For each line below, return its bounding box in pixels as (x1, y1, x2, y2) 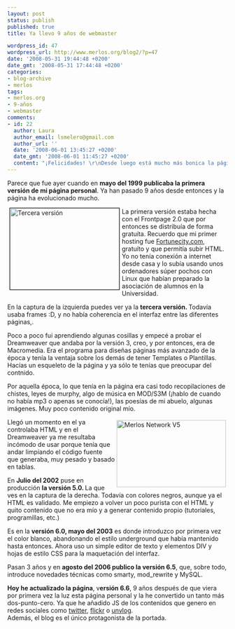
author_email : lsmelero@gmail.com (13, 134, 114, 141)
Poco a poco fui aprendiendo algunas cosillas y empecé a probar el (7, 331, 201, 340)
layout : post (7, 10, 45, 18)
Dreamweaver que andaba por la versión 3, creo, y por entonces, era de (7, 338, 215, 347)
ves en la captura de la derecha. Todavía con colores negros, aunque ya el (7, 491, 222, 499)
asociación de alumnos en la (122, 282, 204, 290)
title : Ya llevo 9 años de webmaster (7, 29, 117, 37)
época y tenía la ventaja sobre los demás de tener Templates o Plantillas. (7, 353, 217, 361)
